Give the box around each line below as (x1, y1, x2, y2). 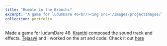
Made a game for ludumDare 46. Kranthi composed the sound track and (5, 30, 153, 36)
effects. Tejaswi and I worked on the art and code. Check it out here (5, 35, 144, 41)
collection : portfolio (5, 16, 52, 21)
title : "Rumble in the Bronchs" (5, 7, 72, 12)
